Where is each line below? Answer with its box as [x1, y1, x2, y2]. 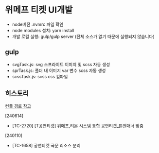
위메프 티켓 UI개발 [5, 4, 73, 16]
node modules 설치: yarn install [12, 27, 74, 33]
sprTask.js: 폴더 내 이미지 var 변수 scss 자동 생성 [12, 68, 106, 73]
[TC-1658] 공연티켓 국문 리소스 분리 [12, 142, 81, 148]
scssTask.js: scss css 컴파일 [12, 73, 68, 79]
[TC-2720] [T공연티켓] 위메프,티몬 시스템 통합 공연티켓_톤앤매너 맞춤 [12, 122, 144, 129]
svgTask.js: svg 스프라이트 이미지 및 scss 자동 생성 [12, 61, 110, 67]
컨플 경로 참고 [5, 103, 32, 109]
